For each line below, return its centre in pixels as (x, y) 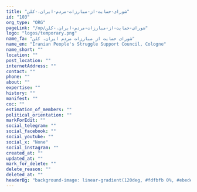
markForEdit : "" (26, 121)
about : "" (18, 83)
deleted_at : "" (25, 175)
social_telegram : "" (31, 126)
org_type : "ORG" (26, 22)
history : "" (21, 93)
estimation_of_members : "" (39, 109)
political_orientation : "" (39, 115)
